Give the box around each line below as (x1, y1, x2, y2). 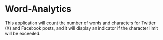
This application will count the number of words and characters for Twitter (5, 20, 156, 26)
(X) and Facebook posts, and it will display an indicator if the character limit (5, 25, 158, 31)
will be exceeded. (5, 30, 41, 36)
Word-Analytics (5, 3, 72, 15)
